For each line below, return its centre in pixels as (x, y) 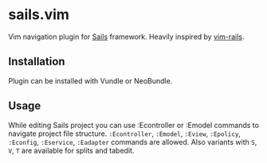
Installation (37, 62)
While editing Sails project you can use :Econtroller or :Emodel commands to (133, 125)
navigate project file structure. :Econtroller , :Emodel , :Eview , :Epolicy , (125, 134)
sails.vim (39, 15)
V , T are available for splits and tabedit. (71, 150)
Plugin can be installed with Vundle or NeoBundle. (90, 80)
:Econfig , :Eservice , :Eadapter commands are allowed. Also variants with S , (133, 142)
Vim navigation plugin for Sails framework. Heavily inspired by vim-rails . (126, 37)
